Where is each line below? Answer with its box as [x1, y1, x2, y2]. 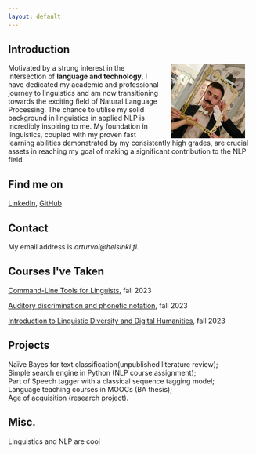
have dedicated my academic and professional [8, 80, 159, 89]
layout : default [8, 13, 61, 20]
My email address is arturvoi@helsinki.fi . [8, 242, 139, 252]
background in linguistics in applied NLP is [8, 114, 145, 123]
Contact [8, 221, 49, 234]
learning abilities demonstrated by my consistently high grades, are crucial [8, 138, 249, 148]
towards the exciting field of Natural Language [8, 96, 158, 106]
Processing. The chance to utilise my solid [8, 105, 145, 114]
